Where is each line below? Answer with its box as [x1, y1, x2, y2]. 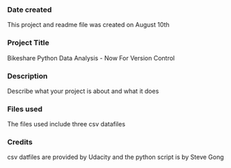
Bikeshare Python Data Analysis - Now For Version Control [7, 53, 175, 62]
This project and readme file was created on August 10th [7, 21, 170, 29]
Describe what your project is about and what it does [7, 87, 159, 95]
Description [7, 71, 48, 81]
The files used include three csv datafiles [7, 120, 126, 128]
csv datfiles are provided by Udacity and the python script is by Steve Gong [7, 153, 224, 161]
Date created [7, 5, 52, 15]
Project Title [7, 38, 50, 48]
